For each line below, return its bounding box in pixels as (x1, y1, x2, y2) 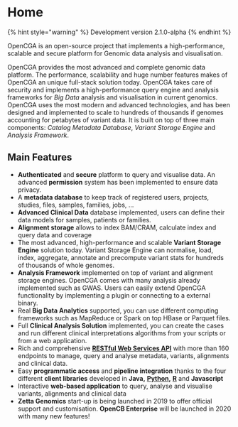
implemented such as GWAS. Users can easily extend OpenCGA (17, 283, 206, 292)
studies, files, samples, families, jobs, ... (17, 200, 134, 209)
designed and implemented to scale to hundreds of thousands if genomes (7, 108, 224, 117)
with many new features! (17, 411, 90, 420)
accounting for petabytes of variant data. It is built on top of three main (7, 115, 215, 124)
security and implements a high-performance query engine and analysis (7, 85, 219, 94)
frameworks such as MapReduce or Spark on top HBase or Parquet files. (17, 313, 231, 322)
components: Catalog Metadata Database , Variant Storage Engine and (7, 123, 216, 131)
